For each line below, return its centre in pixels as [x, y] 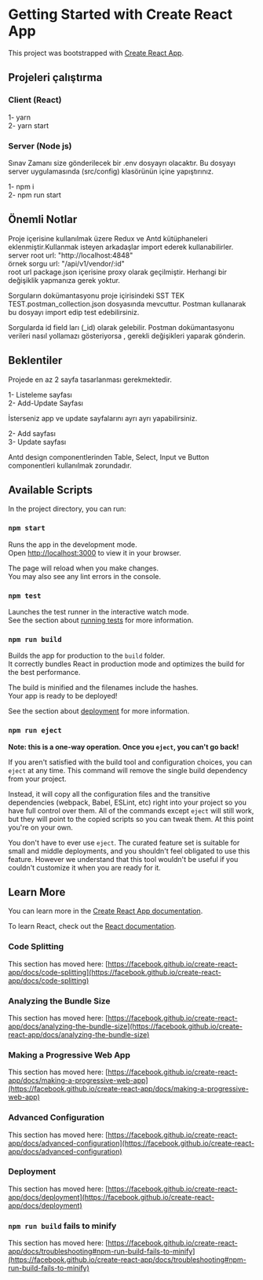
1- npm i [21, 186]
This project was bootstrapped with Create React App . [96, 53]
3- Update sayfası [37, 442]
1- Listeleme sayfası [40, 394]
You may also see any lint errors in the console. [84, 576]
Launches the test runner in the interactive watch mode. [99, 611]
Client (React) [35, 100]
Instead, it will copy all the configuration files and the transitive [109, 794]
